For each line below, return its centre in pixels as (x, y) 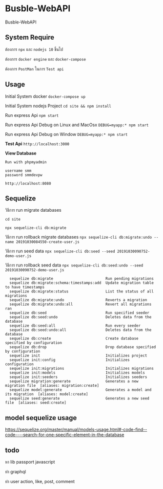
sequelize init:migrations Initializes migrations (81, 369)
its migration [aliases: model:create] (47, 394)
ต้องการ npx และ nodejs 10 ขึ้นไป (34, 49)
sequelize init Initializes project (78, 356)
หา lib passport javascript (30, 462)
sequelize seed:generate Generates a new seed (80, 399)
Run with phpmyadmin (26, 162)
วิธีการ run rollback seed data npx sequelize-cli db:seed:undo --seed (74, 265)
